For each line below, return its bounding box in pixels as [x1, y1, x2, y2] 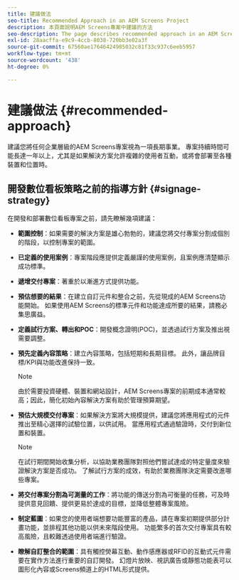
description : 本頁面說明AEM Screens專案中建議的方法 [7, 23, 153, 31]
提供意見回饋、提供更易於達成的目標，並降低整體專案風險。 [17, 499, 193, 508]
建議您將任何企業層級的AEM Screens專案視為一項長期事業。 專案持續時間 [7, 142, 223, 151]
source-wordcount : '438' [7, 57, 81, 64]
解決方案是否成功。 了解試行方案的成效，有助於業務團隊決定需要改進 [23, 466, 225, 475]
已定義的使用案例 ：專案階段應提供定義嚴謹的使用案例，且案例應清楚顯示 [17, 253, 230, 262]
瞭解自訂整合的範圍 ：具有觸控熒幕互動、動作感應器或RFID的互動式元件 [17, 547, 225, 556]
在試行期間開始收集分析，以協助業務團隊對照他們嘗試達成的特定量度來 [17, 458, 224, 466]
